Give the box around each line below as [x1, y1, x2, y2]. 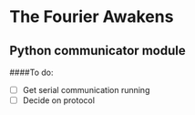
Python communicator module [9, 43, 186, 58]
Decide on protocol [22, 95, 96, 106]
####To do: [9, 67, 54, 78]
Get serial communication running [22, 85, 150, 95]
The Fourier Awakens [9, 6, 174, 27]
